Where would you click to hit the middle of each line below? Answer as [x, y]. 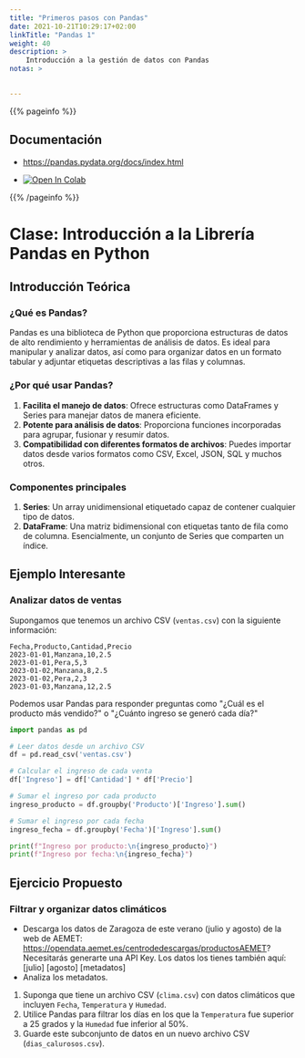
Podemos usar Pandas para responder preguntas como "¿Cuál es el [137, 703]
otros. [34, 463]
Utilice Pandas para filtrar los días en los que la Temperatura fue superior [158, 1014]
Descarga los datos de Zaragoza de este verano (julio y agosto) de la [152, 929]
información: [33, 629]
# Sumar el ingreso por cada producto [83, 796]
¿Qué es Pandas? [49, 313]
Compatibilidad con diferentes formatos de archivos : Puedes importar [157, 444]
